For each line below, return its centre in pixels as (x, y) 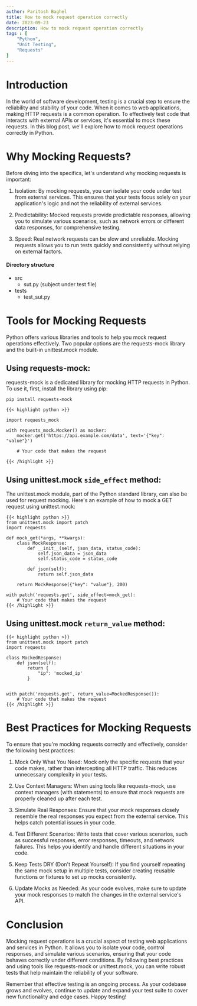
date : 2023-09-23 (27, 22)
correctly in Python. (30, 132)
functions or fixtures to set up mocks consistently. (75, 877)
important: (19, 179)
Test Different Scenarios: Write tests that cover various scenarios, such (101, 834)
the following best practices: (41, 751)
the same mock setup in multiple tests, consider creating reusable (95, 871)
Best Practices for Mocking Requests (99, 728)
